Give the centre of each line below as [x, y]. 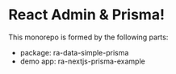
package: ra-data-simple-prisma [74, 52]
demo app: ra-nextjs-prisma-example [82, 61]
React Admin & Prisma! [87, 15]
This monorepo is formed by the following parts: [88, 37]
